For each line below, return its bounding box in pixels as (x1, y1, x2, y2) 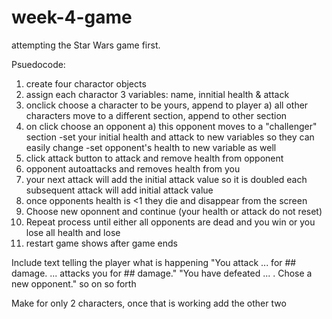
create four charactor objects (25, 77, 147, 90)
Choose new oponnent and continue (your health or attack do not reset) (25, 205, 323, 217)
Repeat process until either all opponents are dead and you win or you (25, 216, 316, 228)
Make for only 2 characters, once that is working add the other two (11, 297, 287, 309)
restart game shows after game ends (25, 237, 178, 249)
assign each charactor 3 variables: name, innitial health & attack (25, 88, 290, 100)
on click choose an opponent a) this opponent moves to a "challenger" (25, 120, 318, 132)
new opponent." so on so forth (11, 277, 137, 290)
